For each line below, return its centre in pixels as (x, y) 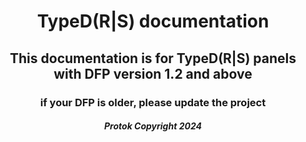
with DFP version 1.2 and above (153, 73)
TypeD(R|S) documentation (153, 21)
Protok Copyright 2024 (153, 126)
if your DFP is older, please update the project (153, 102)
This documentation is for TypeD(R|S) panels (153, 58)
